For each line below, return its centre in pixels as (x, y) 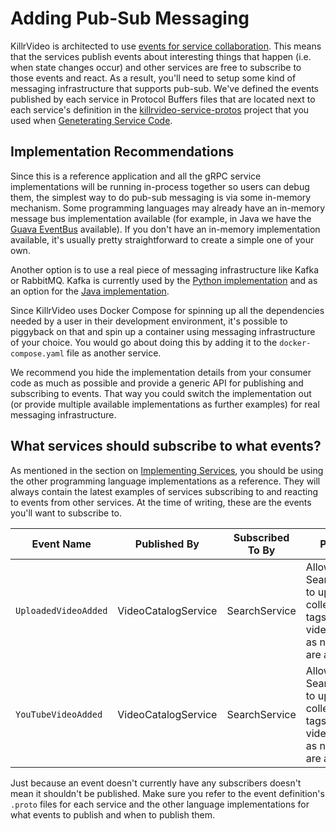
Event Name (61, 544)
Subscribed (261, 537)
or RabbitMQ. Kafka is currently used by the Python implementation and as (164, 280)
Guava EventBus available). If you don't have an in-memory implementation (165, 229)
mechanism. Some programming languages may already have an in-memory (168, 208)
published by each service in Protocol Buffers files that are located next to (163, 99)
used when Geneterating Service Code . (91, 120)
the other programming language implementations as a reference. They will (165, 481)
